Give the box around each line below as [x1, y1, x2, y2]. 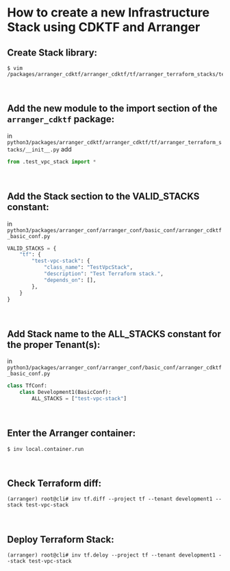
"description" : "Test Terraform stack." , [43, 270, 164, 277]
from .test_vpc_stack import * [7, 158, 97, 165]
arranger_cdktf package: [7, 113, 115, 125]
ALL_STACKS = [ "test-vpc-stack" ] [31, 395, 127, 402]
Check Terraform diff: [7, 478, 102, 489]
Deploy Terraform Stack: [7, 533, 114, 545]
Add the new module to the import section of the [7, 103, 218, 115]
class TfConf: [7, 382, 48, 389]
